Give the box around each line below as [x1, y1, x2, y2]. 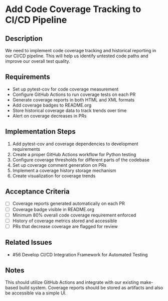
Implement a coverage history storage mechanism [12, 167, 116, 173]
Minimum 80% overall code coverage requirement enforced [12, 212, 136, 218]
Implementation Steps [5, 127, 76, 136]
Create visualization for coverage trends [12, 172, 96, 179]
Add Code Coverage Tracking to [5, 4, 141, 15]
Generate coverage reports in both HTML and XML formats [12, 96, 135, 103]
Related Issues [5, 238, 52, 247]
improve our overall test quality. [5, 58, 70, 64]
